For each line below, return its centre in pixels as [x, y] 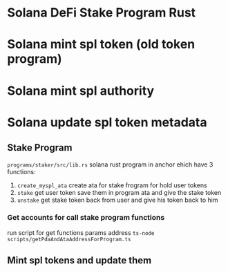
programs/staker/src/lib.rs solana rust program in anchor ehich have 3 [110, 164]
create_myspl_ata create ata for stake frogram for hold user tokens [112, 185]
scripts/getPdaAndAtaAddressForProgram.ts [69, 239]
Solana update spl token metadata [107, 122]
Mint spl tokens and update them [79, 261]
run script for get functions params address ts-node [81, 232]
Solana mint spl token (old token [101, 45]
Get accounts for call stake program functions [86, 218]
